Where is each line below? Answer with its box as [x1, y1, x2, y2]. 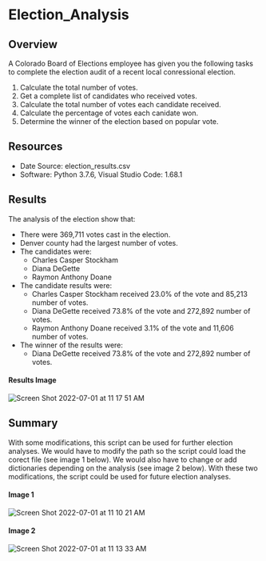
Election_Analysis [8, 6, 129, 24]
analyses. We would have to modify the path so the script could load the [8, 446, 246, 455]
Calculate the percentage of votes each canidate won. [19, 108, 199, 118]
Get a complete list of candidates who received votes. [19, 91, 197, 101]
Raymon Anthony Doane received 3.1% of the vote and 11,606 [31, 323, 234, 333]
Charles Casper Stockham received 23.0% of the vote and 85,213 [31, 289, 248, 299]
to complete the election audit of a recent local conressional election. [8, 67, 236, 77]
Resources [8, 140, 63, 154]
